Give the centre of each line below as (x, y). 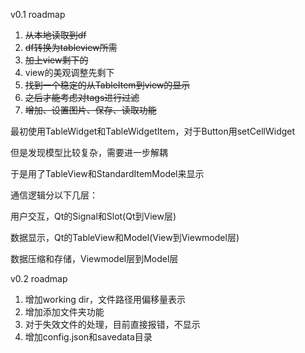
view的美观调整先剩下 (69, 72)
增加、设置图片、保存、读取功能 (90, 110)
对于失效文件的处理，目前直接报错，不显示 (112, 324)
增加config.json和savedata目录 (88, 337)
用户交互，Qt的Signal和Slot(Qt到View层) (93, 216)
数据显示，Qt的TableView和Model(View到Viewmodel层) (125, 237)
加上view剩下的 (56, 60)
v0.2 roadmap (39, 278)
